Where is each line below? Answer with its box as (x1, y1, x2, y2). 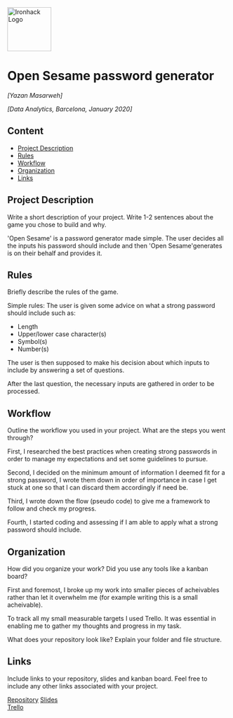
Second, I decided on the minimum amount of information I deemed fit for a (7, 468, 226, 477)
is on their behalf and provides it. (7, 249, 103, 257)
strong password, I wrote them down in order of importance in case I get (7, 476, 218, 485)
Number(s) (17, 345, 49, 354)
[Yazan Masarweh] (7, 91, 63, 99)
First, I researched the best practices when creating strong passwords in (7, 447, 218, 456)
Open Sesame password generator (7, 68, 215, 84)
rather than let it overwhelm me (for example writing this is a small (7, 594, 198, 601)
